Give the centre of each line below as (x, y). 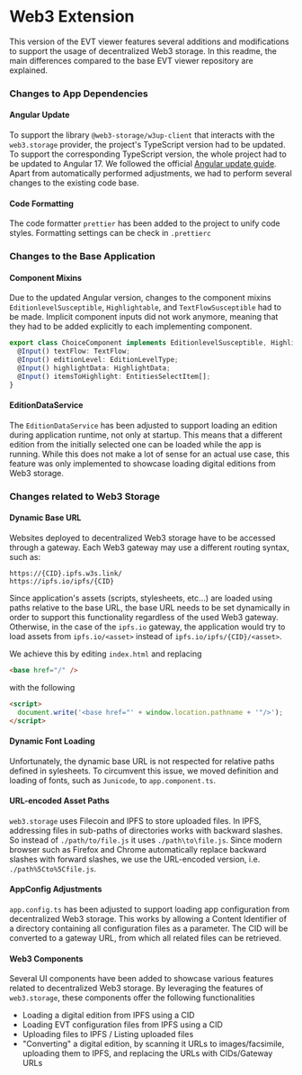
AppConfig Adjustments (56, 890)
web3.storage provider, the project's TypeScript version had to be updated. (147, 145)
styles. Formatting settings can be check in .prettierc (110, 233)
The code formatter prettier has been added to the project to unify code (145, 223)
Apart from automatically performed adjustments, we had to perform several (151, 174)
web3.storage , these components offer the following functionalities (132, 998)
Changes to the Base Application (82, 257)
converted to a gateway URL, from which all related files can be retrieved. (145, 938)
